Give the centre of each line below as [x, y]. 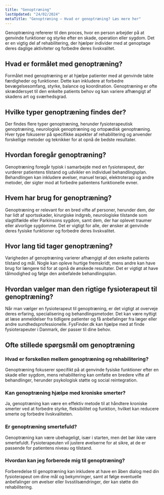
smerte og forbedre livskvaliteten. [39, 414]
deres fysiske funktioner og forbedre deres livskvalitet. [60, 231]
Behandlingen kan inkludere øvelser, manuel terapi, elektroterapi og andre [80, 177]
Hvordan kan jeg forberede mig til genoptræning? [65, 461]
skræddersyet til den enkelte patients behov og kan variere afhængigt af [78, 91]
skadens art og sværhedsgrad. [36, 97]
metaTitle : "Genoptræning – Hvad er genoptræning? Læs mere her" [73, 19]
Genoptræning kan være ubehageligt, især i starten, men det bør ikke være [81, 437]
